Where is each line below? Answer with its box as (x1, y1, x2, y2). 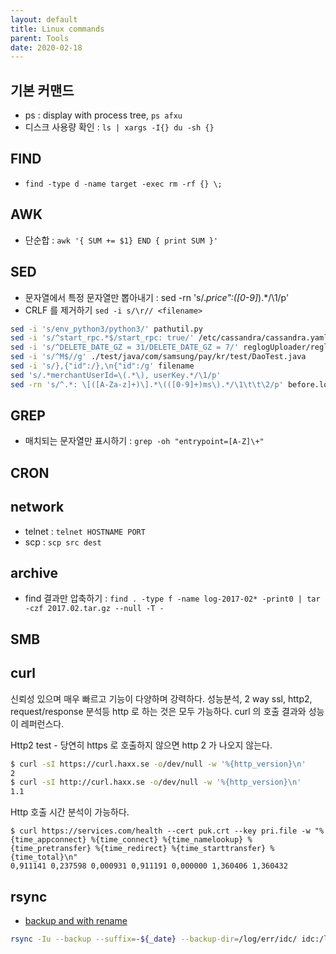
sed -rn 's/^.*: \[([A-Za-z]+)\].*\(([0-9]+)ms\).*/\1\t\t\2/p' (10, 379, 284, 390)
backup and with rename (24, 914, 128, 926)
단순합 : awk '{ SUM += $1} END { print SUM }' (24, 234, 219, 246)
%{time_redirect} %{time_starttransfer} (95, 844, 267, 854)
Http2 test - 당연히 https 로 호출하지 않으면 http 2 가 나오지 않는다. (10, 739, 273, 751)
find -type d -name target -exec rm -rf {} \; (24, 179, 223, 189)
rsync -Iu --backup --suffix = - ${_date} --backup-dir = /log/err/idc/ (10, 934, 298, 944)
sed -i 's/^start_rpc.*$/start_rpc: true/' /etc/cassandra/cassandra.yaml (10, 333, 329, 343)
